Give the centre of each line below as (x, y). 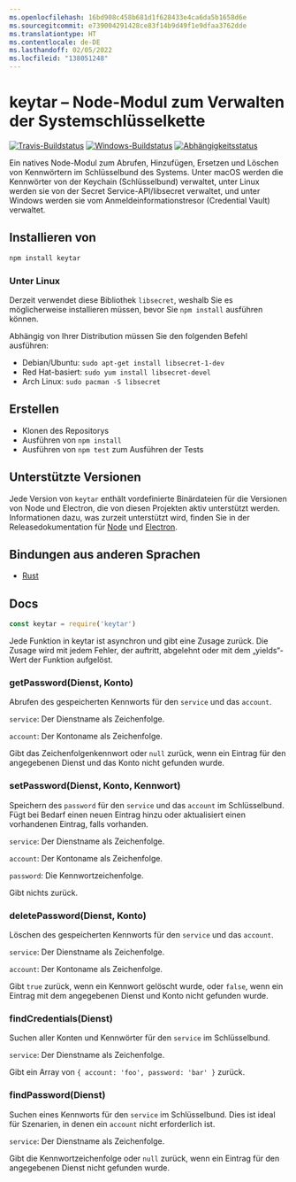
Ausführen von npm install (72, 440)
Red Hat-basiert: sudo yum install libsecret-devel (116, 372)
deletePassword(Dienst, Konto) (78, 915)
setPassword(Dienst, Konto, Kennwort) (95, 786)
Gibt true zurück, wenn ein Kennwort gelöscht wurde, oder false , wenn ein (146, 986)
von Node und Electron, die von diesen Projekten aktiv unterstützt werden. (144, 508)
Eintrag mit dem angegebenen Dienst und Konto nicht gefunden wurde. (139, 995)
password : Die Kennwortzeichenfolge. (76, 875)
